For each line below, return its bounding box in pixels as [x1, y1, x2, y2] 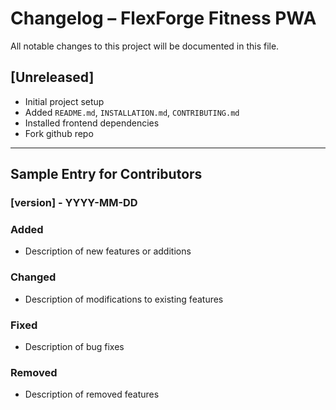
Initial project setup [24, 95, 105, 107]
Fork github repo [24, 127, 94, 139]
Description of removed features [24, 388, 160, 401]
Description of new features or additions [24, 245, 192, 257]
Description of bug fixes [24, 340, 125, 352]
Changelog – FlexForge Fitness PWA [10, 7, 317, 30]
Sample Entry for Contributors [10, 166, 203, 183]
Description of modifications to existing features [24, 293, 224, 305]
